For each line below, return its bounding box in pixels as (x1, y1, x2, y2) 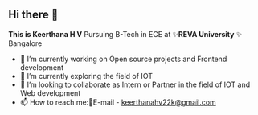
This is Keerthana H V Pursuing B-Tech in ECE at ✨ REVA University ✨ (8, 29, 243, 39)
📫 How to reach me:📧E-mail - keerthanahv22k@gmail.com (19, 97, 217, 107)
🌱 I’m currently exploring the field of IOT (19, 71, 153, 80)
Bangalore (8, 38, 43, 48)
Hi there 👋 (8, 8, 59, 22)
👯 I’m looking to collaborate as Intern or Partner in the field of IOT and (19, 80, 251, 89)
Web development (19, 88, 81, 97)
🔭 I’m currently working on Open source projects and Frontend (19, 54, 227, 64)
